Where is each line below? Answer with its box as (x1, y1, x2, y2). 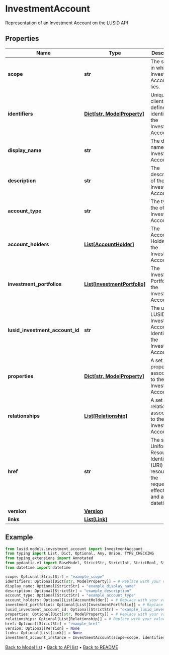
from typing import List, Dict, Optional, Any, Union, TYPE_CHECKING (5, 551, 154, 556)
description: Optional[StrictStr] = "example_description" (5, 588, 132, 593)
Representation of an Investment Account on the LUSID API (5, 20, 128, 26)
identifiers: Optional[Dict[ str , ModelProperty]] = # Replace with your (5, 579, 161, 584)
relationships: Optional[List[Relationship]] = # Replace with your (5, 616, 152, 621)
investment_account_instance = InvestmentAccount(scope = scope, (5, 635, 141, 640)
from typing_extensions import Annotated (5, 556, 94, 561)
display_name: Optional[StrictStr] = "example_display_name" (5, 583, 136, 588)
